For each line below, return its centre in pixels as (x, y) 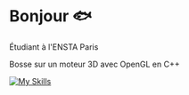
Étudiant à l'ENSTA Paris (54, 47)
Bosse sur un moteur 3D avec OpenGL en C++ (94, 64)
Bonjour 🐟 (50, 16)
